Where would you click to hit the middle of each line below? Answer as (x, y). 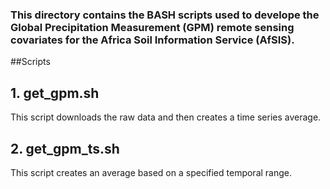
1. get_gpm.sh (55, 93)
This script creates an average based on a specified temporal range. (151, 172)
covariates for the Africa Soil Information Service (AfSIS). (152, 40)
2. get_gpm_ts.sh (65, 148)
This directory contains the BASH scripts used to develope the (165, 15)
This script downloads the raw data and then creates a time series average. (166, 117)
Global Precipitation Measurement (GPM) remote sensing (152, 27)
